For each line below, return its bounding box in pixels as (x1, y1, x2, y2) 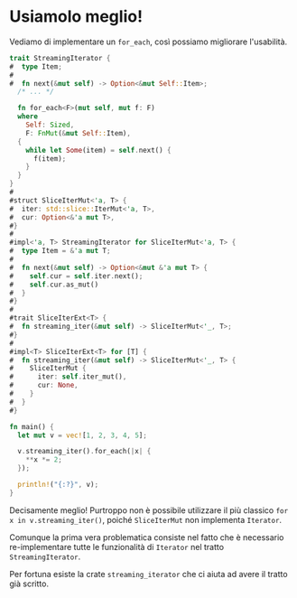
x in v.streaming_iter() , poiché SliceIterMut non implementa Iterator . (9, 514, 283, 525)
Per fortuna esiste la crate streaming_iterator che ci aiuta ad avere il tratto (9, 568, 288, 579)
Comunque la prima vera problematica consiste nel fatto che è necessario (9, 531, 284, 543)
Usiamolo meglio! (9, 6, 143, 27)
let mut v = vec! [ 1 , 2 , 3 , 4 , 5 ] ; (17, 431, 147, 440)
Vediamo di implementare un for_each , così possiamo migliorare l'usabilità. (9, 36, 288, 47)
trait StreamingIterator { (9, 53, 111, 62)
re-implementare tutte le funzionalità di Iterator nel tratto (9, 541, 224, 552)
